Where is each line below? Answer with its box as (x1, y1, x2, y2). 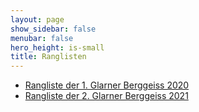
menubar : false (10, 33, 74, 43)
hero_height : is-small (10, 42, 105, 53)
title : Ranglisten (10, 52, 87, 62)
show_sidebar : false (10, 24, 97, 34)
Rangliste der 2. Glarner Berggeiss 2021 (24, 90, 189, 102)
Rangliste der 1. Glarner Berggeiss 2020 (24, 79, 190, 91)
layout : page (10, 14, 65, 25)
